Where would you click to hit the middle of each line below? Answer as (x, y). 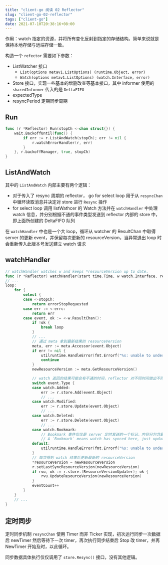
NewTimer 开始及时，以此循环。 (38, 546)
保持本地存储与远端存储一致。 (36, 45)
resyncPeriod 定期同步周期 (40, 101)
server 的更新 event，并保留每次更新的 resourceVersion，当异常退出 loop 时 (83, 238)
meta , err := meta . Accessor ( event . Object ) (77, 346)
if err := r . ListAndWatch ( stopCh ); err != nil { (75, 138)
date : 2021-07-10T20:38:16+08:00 (40, 24)
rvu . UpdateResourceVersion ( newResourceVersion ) (91, 476)
